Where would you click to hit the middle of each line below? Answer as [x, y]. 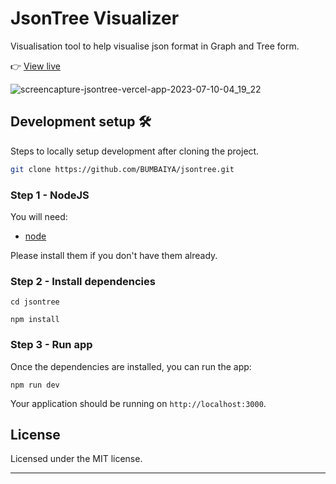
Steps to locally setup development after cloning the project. [135, 151]
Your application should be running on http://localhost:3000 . [138, 403]
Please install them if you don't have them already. [114, 255]
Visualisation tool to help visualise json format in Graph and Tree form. [155, 46]
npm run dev [35, 385]
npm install [35, 320]
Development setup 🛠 [81, 122]
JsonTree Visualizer [95, 18]
